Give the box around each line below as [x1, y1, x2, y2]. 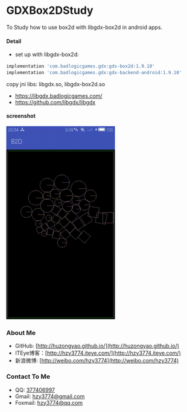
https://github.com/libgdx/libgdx [14, 98, 96, 106]
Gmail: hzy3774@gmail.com [14, 393, 85, 400]
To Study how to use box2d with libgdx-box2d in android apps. [6, 24, 163, 31]
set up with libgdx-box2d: [14, 51, 80, 58]
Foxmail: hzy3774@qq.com [14, 399, 83, 406]
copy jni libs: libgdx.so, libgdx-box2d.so [6, 80, 106, 87]
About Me [6, 329, 36, 337]
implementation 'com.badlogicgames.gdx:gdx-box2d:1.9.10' [6, 63, 155, 69]
